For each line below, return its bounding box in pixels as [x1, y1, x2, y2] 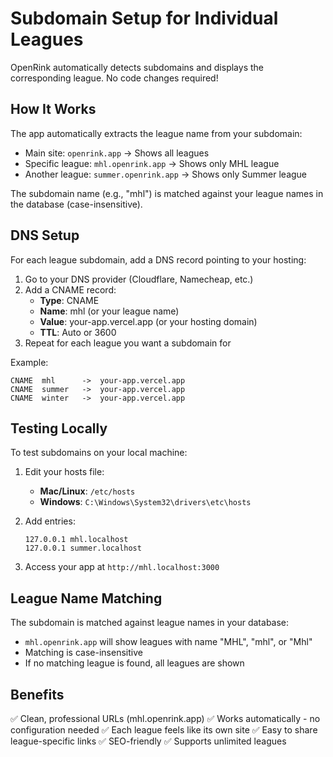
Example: [10, 356, 49, 368]
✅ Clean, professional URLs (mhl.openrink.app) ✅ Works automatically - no [10, 713, 321, 724]
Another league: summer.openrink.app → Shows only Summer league [24, 168, 308, 180]
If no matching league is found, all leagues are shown [24, 657, 245, 669]
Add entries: [24, 515, 76, 527]
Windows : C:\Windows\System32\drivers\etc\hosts [39, 496, 252, 508]
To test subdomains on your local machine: [10, 447, 188, 459]
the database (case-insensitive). [10, 198, 143, 210]
